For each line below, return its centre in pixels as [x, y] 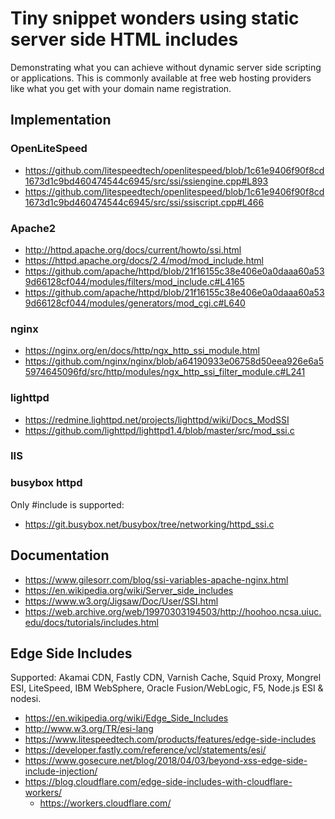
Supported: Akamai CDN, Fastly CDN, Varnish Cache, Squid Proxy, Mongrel [166, 678]
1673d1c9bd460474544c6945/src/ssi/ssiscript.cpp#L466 [144, 202]
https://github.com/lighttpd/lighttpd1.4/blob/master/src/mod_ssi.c [159, 430]
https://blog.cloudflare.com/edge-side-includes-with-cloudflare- [158, 782]
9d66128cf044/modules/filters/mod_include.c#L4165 [134, 281]
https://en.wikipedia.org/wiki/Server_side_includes [129, 590]
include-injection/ [61, 771]
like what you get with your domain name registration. [121, 88]
